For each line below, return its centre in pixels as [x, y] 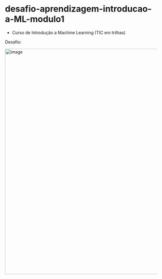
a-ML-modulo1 [35, 19]
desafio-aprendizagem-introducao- [78, 9]
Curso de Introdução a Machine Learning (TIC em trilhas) [69, 32]
